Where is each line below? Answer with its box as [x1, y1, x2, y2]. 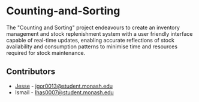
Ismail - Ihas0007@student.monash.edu [14, 88, 114, 96]
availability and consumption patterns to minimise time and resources [6, 43, 178, 50]
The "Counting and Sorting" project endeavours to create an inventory [6, 24, 180, 31]
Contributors [6, 67, 56, 77]
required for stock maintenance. [6, 49, 86, 56]
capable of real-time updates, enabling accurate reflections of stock [6, 36, 175, 44]
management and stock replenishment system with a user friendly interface [6, 30, 193, 37]
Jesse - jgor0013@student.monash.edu [14, 82, 113, 89]
